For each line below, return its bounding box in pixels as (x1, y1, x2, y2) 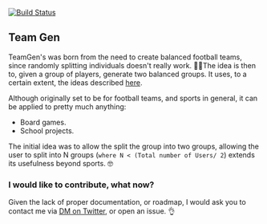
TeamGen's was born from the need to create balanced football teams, (8, 52, 242, 62)
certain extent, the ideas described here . (8, 77, 143, 88)
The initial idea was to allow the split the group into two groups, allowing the (8, 141, 259, 151)
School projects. (19, 125, 75, 136)
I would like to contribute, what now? (8, 179, 155, 190)
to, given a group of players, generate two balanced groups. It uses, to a (8, 69, 247, 79)
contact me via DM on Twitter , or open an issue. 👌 (8, 206, 176, 216)
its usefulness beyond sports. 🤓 (8, 158, 114, 168)
